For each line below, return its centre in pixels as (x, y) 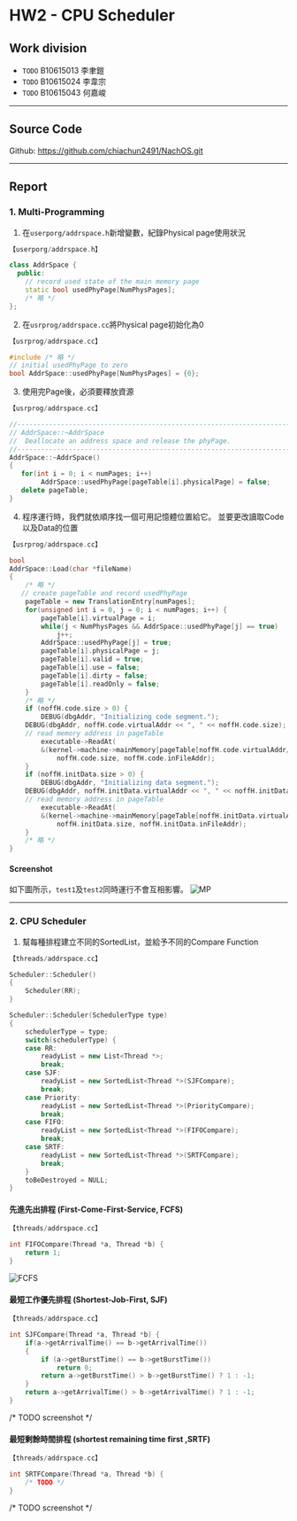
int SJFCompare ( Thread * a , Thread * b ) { (85, 1335)
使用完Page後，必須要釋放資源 (78, 392)
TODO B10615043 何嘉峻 (64, 93)
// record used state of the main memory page (112, 282)
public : (31, 274)
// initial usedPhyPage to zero (69, 365)
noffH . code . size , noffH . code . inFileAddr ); (136, 758)
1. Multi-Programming (57, 212)
